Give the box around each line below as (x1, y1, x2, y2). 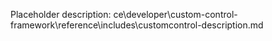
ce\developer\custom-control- (113, 9, 238, 20)
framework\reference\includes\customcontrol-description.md (10, 19, 264, 31)
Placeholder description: (10, 9, 112, 20)
